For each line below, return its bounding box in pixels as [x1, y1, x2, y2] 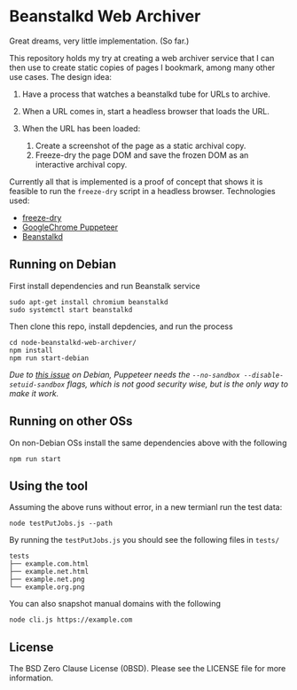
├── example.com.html [9, 560, 90, 568]
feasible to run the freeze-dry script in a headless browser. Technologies [9, 185, 277, 196]
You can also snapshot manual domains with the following [9, 599, 222, 609]
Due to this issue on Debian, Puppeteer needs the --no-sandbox [9, 369, 241, 380]
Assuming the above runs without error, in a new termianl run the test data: [9, 502, 283, 513]
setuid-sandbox [9, 380, 66, 389]
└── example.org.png [9, 583, 86, 592]
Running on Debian [9, 257, 117, 272]
